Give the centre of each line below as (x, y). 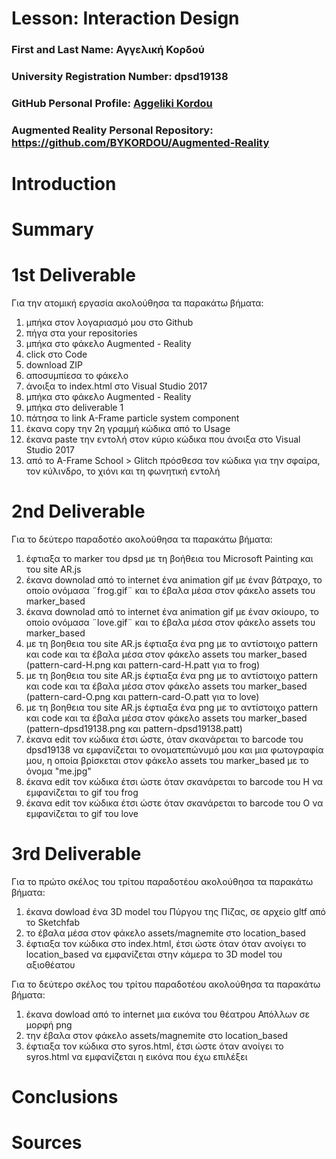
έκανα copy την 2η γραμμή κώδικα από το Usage (128, 429)
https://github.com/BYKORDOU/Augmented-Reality (140, 142)
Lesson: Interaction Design (125, 18)
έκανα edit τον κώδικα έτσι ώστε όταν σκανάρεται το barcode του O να (174, 803)
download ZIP (54, 365)
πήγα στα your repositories (81, 333)
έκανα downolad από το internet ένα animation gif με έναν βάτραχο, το (174, 580)
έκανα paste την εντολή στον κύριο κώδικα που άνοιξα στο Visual (163, 439)
